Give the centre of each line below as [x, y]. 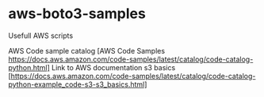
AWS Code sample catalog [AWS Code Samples [86, 50]
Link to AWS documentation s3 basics [113, 67]
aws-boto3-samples [77, 14]
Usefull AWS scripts [41, 35]
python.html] [29, 67]
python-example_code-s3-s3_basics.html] [78, 84]
